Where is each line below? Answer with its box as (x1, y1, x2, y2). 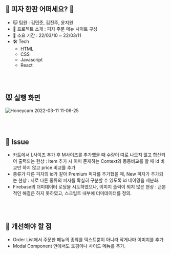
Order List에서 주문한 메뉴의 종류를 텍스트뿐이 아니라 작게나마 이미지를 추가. (12, 237, 165, 243)
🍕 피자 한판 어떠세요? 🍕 (5, 5, 74, 14)
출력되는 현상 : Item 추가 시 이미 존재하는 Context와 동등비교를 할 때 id (18, 158, 160, 164)
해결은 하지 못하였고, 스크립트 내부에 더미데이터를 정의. (22, 190, 132, 196)
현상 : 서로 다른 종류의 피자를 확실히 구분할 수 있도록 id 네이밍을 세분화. (18, 177, 160, 183)
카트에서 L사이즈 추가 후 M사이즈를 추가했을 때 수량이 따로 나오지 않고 (12, 152, 152, 158)
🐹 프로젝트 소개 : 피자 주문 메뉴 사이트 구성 (12, 26, 98, 32)
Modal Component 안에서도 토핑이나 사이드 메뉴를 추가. (12, 243, 126, 249)
